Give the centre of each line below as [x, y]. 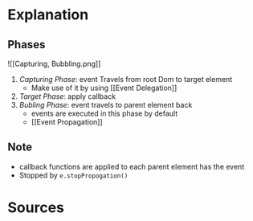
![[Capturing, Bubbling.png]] [54, 63]
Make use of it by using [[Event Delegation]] [104, 88]
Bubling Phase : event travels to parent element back [106, 105]
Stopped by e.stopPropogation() [73, 175]
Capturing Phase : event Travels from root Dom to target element [126, 79]
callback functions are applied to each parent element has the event [132, 166]
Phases [27, 45]
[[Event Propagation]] [67, 122]
